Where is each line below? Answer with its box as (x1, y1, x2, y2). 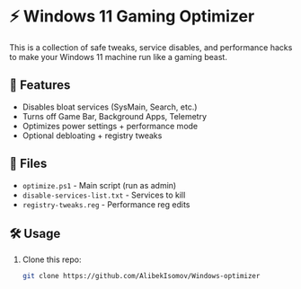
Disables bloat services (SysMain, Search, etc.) (22, 101, 198, 112)
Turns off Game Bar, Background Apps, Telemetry (22, 110, 208, 121)
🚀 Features (9, 77, 71, 93)
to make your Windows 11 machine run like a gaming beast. (9, 51, 227, 62)
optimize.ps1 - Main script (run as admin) (22, 180, 177, 190)
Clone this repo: (22, 254, 82, 265)
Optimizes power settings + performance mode (22, 120, 199, 131)
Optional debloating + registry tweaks (22, 130, 163, 141)
